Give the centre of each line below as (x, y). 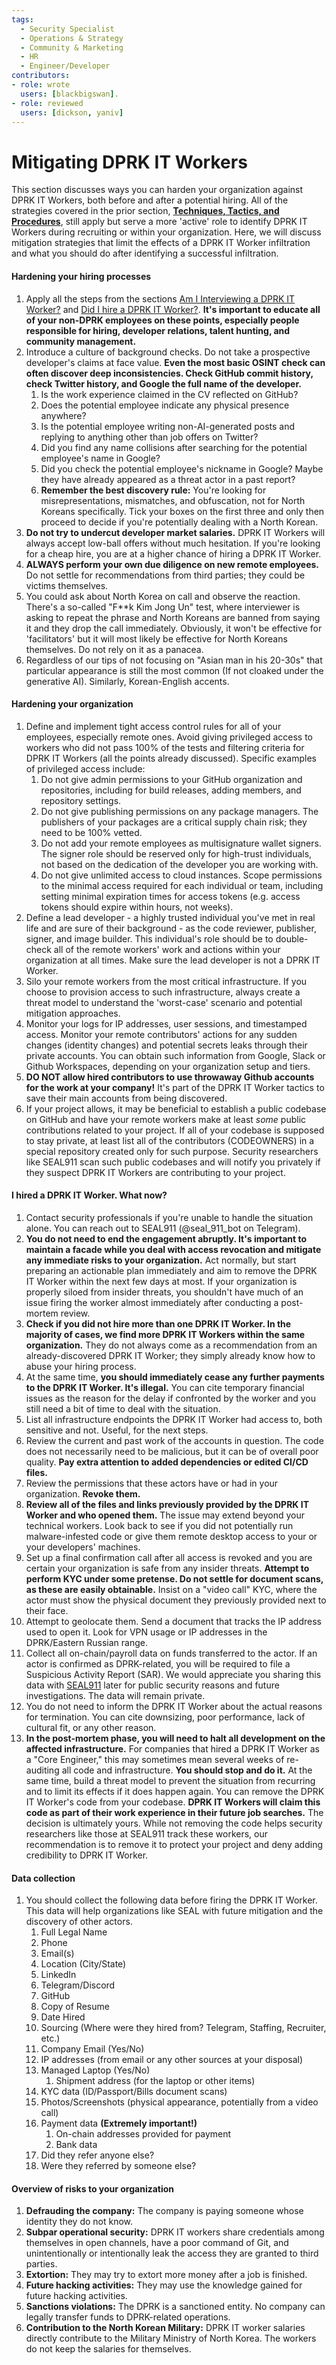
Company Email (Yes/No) (92, 2049)
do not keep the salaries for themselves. (108, 2349)
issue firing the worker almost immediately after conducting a (152, 1302)
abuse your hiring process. (81, 1366)
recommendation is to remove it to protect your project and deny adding (174, 1844)
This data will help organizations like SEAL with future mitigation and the (174, 1911)
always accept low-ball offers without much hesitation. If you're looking (173, 543)
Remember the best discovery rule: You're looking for (153, 490)
